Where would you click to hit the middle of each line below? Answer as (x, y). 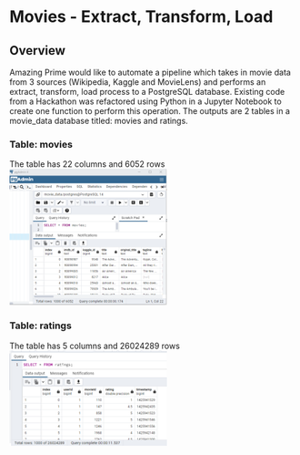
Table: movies (41, 144)
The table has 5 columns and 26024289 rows (95, 346)
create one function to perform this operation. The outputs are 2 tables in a (150, 111)
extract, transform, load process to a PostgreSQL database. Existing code (147, 92)
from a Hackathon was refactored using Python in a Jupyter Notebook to (145, 101)
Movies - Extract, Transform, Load (141, 17)
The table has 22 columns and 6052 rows (87, 164)
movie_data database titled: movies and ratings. (99, 121)
